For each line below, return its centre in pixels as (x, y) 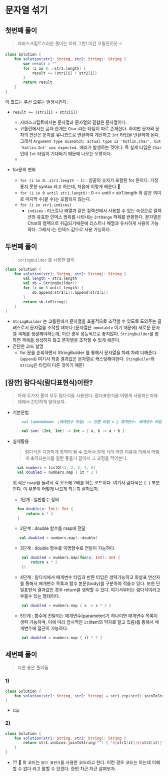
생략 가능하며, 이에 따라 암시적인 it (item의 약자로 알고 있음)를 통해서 (87, 622)
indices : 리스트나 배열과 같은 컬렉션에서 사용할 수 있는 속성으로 (90, 211)
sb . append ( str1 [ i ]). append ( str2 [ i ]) (70, 293)
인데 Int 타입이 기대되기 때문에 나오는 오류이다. (66, 153)
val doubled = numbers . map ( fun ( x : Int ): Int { (71, 558)
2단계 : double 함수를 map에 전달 (53, 528)
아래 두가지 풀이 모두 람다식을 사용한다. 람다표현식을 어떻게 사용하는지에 (87, 396)
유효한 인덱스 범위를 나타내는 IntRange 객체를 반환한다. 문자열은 (99, 217)
